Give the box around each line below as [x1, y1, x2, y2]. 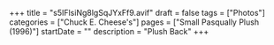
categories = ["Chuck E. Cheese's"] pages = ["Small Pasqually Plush [9, 17, 259, 27]
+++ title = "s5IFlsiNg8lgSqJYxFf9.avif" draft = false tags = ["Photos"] [9, 8, 265, 18]
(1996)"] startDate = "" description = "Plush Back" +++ [9, 26, 209, 36]
